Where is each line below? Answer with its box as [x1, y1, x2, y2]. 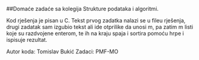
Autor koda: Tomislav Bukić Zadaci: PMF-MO [6, 48, 118, 55]
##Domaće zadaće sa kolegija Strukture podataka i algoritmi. [6, 5, 159, 12]
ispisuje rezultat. [6, 36, 47, 43]
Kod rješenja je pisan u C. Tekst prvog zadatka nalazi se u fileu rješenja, [6, 17, 186, 24]
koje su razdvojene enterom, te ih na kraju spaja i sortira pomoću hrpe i [6, 30, 184, 37]
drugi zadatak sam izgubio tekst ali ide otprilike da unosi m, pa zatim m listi [6, 24, 194, 30]
